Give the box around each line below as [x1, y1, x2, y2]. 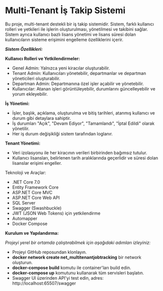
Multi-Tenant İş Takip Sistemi [5, 5, 126, 16]
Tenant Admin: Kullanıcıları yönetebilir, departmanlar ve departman [12, 70, 146, 76]
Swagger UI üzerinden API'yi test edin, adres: [12, 275, 104, 281]
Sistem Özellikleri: [5, 46, 43, 52]
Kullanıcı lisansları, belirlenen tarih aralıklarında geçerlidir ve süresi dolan [12, 155, 159, 161]
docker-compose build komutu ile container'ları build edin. [12, 265, 131, 270]
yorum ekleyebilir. [12, 91, 48, 97]
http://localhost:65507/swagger [12, 280, 76, 286]
